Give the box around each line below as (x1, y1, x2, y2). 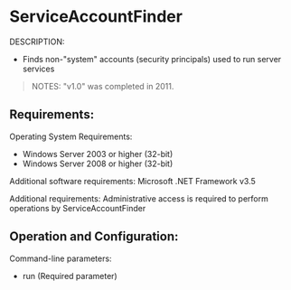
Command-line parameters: (9, 253, 112, 264)
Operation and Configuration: (9, 229, 179, 245)
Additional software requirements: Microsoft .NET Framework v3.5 (9, 175, 256, 186)
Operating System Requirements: (9, 131, 133, 142)
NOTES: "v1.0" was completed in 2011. (31, 80, 174, 91)
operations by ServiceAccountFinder (9, 202, 146, 213)
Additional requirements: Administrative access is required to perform (9, 192, 269, 204)
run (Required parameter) (22, 270, 117, 281)
